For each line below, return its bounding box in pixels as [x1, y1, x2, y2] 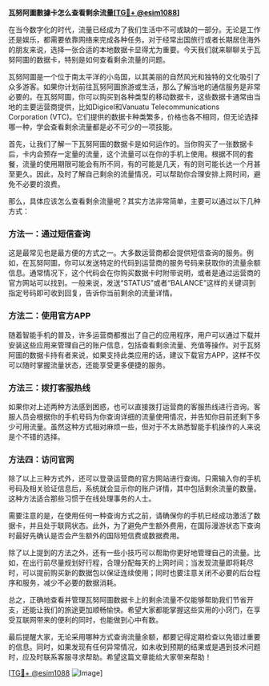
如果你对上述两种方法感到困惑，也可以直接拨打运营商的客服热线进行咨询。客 [8, 401, 261, 412]
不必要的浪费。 [14, 180, 65, 189]
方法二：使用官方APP [8, 311, 91, 322]
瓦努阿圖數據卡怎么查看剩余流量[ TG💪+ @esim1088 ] [8, 8, 180, 17]
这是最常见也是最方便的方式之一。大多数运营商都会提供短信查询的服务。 [8, 248, 247, 258]
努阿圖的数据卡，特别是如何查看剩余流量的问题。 [8, 55, 170, 64]
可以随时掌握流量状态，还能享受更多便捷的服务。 [8, 360, 170, 370]
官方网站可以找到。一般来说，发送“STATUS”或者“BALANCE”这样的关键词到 [8, 278, 256, 288]
